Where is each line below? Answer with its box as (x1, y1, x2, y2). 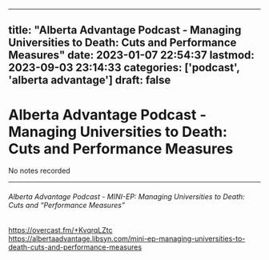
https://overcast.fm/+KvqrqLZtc (8, 225, 113, 234)
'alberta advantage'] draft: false (8, 74, 171, 87)
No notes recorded (8, 166, 70, 176)
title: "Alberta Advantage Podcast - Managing (8, 23, 242, 37)
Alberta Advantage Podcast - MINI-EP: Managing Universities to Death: (8, 191, 246, 201)
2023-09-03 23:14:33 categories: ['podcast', (8, 61, 240, 74)
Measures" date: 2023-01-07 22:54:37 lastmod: (8, 49, 255, 62)
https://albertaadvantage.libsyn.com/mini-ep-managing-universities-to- (8, 234, 246, 243)
